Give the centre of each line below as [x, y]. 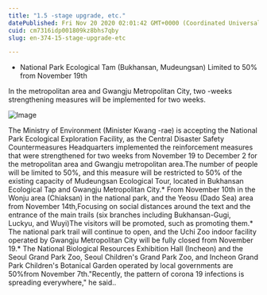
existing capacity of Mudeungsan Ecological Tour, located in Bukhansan [126, 181]
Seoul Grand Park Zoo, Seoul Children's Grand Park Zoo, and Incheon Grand [133, 257]
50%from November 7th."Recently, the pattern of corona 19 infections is [126, 274]
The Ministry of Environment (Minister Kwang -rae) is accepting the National [133, 130]
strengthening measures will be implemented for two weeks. [107, 99]
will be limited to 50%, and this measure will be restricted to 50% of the [125, 173]
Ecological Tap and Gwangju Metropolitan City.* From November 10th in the [132, 190]
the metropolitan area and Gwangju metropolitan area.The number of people [133, 165]
